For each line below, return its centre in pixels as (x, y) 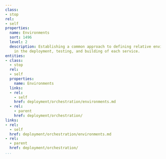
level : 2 (19, 42)
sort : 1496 (21, 38)
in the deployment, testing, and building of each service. (77, 51)
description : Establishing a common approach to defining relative (81, 47)
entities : (15, 56)
